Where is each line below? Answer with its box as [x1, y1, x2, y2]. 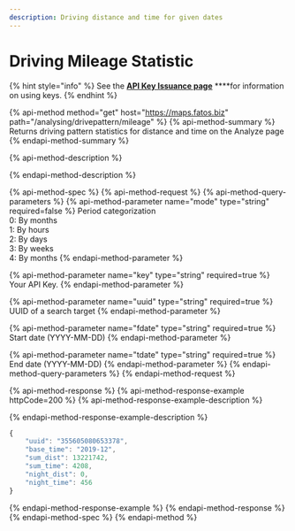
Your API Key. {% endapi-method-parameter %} [9, 279, 184, 289]
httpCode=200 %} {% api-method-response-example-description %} [9, 395, 263, 405]
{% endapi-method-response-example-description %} [9, 412, 208, 422]
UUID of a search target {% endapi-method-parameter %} [9, 305, 221, 316]
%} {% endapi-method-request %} [109, 368, 236, 379]
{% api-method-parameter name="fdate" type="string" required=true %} [9, 322, 276, 333]
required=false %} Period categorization [9, 205, 156, 216]
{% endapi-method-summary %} [9, 135, 130, 146]
